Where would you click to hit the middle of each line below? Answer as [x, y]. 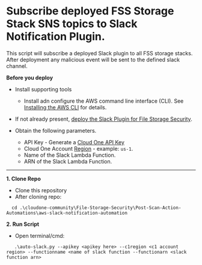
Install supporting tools [43, 89]
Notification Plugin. [56, 37]
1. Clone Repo [23, 178]
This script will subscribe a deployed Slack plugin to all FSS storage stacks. [99, 53]
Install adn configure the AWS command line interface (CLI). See [104, 101]
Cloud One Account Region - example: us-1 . [78, 148]
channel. [17, 66]
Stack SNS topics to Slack [72, 24]
